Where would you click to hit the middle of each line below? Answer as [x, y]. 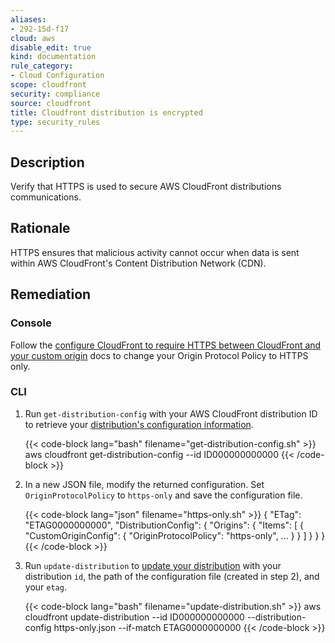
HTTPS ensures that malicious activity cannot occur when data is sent [155, 252]
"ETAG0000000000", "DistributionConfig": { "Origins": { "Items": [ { [164, 525]
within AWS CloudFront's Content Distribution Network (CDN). [138, 263]
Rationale [40, 228]
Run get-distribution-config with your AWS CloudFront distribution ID [171, 413]
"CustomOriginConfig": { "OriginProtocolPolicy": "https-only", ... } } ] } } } [175, 535]
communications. [46, 197]
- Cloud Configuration [57, 76]
